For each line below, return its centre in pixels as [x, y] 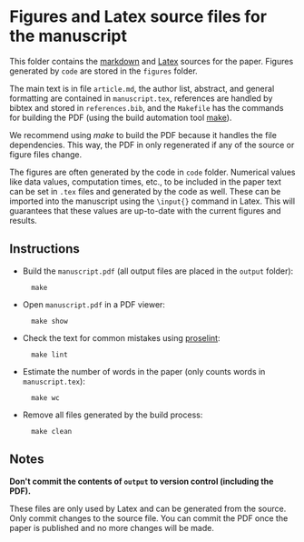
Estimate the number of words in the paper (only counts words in [144, 371]
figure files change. [46, 154]
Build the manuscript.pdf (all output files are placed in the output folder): [158, 271]
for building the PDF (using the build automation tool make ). [121, 117]
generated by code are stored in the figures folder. [103, 71]
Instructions [44, 249]
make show [49, 321]
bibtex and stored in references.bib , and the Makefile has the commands [147, 107]
